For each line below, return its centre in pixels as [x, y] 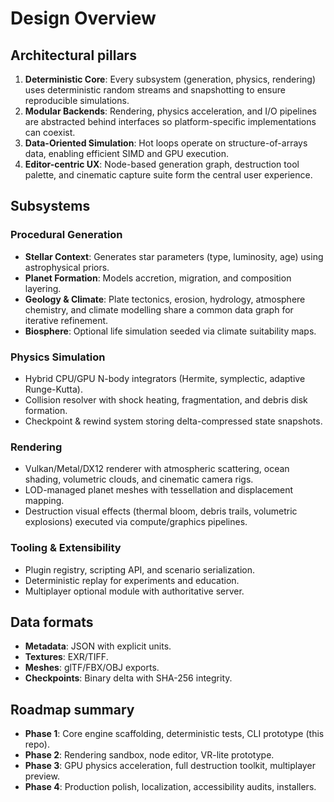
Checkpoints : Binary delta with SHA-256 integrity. [128, 678]
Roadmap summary [72, 709]
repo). [37, 744]
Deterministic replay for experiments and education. [132, 580]
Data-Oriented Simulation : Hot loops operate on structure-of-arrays [166, 143]
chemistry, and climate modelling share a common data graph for [159, 309]
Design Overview [83, 18]
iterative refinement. [66, 320]
